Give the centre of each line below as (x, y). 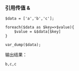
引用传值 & (18, 7)
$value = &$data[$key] (38, 32)
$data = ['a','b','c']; (30, 18)
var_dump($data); (23, 45)
